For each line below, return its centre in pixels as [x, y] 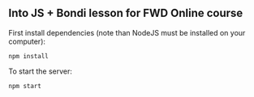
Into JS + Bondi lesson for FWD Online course [126, 13]
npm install [28, 56]
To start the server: [41, 71]
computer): [27, 41]
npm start [25, 86]
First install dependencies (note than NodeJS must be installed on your [127, 32]
